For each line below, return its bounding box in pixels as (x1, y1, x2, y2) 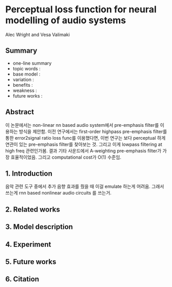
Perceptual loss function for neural (5, 4, 157, 15)
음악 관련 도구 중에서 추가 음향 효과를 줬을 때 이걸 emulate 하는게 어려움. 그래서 (5, 183, 164, 189)
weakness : (12, 87, 37, 93)
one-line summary (12, 60, 52, 66)
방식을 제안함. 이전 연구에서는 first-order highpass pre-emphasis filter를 (18, 128, 167, 135)
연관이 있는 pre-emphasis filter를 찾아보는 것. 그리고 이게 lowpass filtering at (5, 141, 163, 147)
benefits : (12, 82, 33, 88)
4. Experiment (5, 240, 51, 248)
